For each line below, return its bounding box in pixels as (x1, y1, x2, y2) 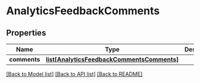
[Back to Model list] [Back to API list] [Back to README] (6, 71, 143, 78)
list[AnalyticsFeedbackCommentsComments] (45, 55, 179, 63)
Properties (6, 28, 46, 38)
